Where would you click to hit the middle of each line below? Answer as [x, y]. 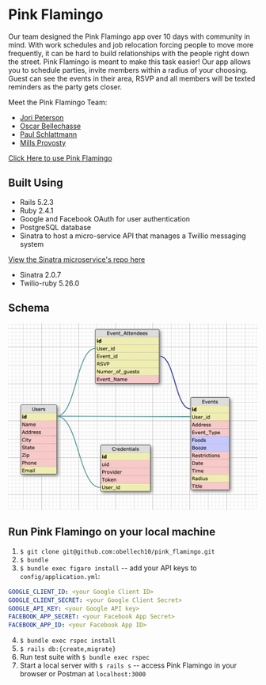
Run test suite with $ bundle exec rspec [85, 657]
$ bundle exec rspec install [68, 641]
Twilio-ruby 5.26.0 [49, 283]
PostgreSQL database [55, 227]
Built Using [36, 183]
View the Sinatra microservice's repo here [77, 259]
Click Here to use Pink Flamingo [60, 158]
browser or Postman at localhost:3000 [83, 674]
